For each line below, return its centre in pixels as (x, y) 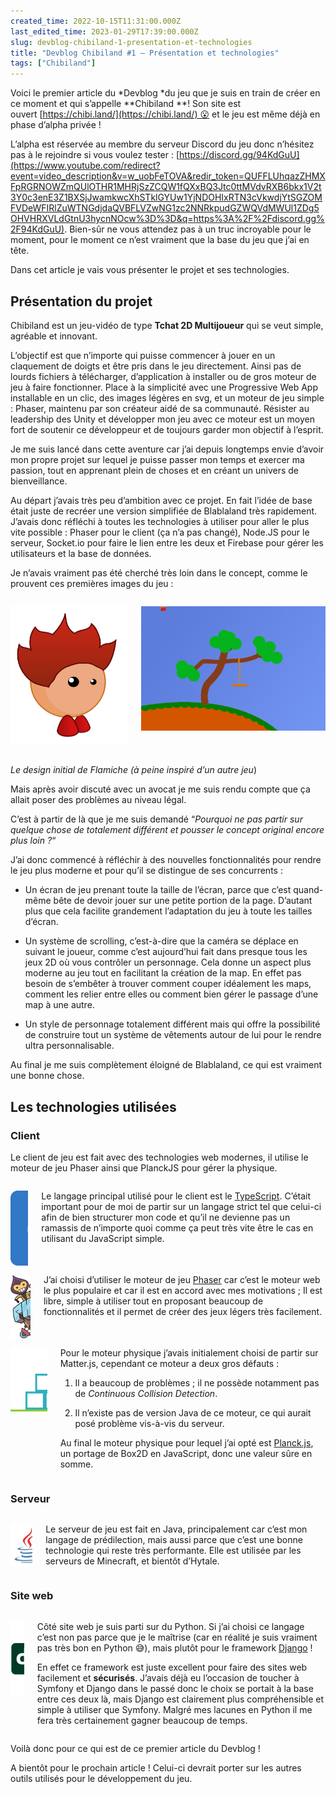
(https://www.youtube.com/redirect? (85, 166)
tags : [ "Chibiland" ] (53, 63)
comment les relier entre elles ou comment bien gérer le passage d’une (171, 994)
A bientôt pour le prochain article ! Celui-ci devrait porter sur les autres (156, 1767)
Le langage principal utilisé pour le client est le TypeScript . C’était (176, 1196)
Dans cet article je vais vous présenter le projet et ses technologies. (150, 270)
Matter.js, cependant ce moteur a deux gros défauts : (169, 1363)
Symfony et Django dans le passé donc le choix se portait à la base (175, 1688)
